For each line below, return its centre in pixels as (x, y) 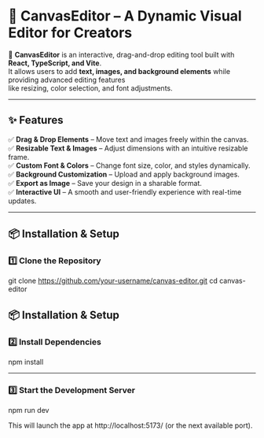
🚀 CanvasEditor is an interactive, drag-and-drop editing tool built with (121, 54)
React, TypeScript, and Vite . (55, 63)
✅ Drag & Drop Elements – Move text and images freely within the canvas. (128, 139)
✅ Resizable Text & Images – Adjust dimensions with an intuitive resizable (128, 148)
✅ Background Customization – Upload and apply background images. (124, 174)
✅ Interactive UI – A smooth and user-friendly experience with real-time (125, 191)
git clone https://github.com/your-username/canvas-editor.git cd (113, 281)
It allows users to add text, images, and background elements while (119, 71)
